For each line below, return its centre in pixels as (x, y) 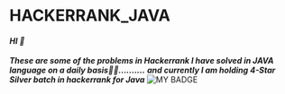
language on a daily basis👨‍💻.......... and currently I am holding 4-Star (142, 70)
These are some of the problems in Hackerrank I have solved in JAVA (142, 61)
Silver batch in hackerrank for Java (77, 80)
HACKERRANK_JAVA (90, 16)
